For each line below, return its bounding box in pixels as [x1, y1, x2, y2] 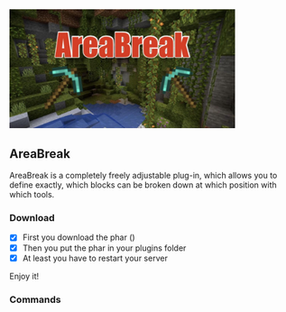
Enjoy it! [9, 271, 40, 281]
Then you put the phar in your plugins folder [22, 243, 187, 253]
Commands [9, 293, 61, 306]
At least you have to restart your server [22, 252, 169, 263]
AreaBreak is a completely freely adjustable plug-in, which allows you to [9, 170, 278, 181]
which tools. [9, 189, 55, 200]
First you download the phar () [22, 232, 135, 243]
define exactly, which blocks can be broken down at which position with [9, 179, 277, 190]
